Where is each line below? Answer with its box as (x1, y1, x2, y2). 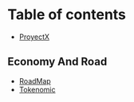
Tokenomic (18, 84, 56, 94)
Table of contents (7, 6, 127, 24)
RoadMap (18, 76, 51, 85)
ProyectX (18, 32, 49, 41)
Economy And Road (7, 55, 108, 69)
